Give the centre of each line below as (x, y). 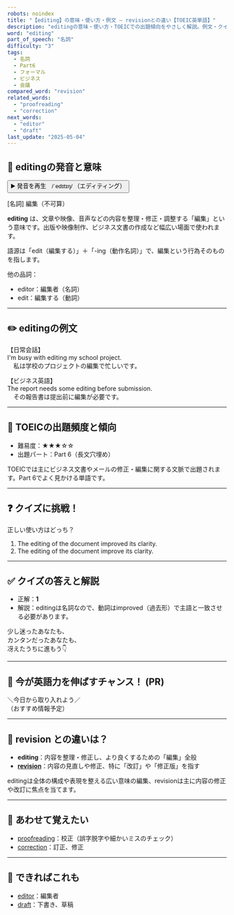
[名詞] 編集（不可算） (38, 204)
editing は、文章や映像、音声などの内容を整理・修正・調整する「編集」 (110, 219)
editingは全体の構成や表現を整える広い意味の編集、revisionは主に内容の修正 (117, 780)
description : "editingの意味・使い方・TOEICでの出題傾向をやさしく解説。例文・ (112, 27)
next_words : (24, 117)
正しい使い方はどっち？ (41, 529)
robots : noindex (31, 14)
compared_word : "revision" (46, 91)
